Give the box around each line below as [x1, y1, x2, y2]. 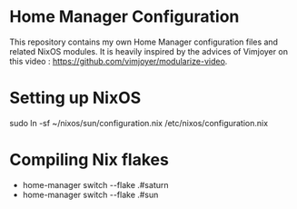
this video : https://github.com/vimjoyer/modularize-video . [9, 55, 228, 66]
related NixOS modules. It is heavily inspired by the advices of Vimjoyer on [9, 45, 289, 56]
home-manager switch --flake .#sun [22, 189, 159, 200]
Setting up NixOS [9, 88, 142, 108]
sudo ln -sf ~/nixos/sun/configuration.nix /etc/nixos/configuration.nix [9, 117, 269, 128]
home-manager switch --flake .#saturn [22, 179, 169, 190]
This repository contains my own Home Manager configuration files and [9, 36, 279, 47]
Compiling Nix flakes [9, 150, 170, 170]
